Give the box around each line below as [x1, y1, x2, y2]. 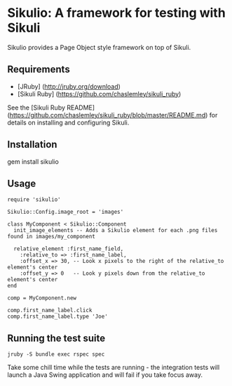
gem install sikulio [7, 157, 60, 166]
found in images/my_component [7, 233, 96, 240]
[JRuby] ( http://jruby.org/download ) [17, 82, 121, 91]
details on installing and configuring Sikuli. [7, 118, 130, 127]
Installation [7, 139, 57, 150]
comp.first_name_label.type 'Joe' [7, 313, 109, 321]
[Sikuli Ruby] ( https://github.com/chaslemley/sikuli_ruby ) [17, 89, 182, 98]
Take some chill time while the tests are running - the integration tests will [7, 364, 220, 372]
